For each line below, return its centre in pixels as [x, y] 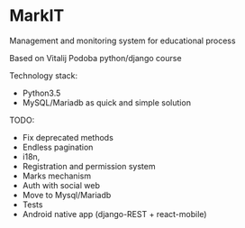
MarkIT [37, 16]
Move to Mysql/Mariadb [67, 195]
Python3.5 [41, 93]
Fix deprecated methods [68, 137]
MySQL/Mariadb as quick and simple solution [107, 102]
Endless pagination [58, 147]
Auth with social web [61, 185]
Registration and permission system [89, 166]
